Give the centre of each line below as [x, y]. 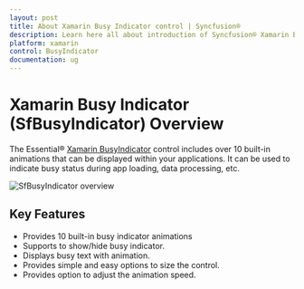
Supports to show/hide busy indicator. [94, 246]
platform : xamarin [44, 43]
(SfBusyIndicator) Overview [117, 124]
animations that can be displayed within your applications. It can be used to [150, 159]
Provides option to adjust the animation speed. [109, 275]
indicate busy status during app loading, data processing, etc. [124, 168]
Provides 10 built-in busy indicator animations [107, 236]
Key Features [47, 214]
